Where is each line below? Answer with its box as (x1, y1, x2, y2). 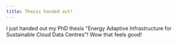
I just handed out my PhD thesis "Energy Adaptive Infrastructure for (6, 25, 172, 32)
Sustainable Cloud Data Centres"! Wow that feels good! (6, 31, 142, 38)
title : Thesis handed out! (6, 8, 73, 15)
